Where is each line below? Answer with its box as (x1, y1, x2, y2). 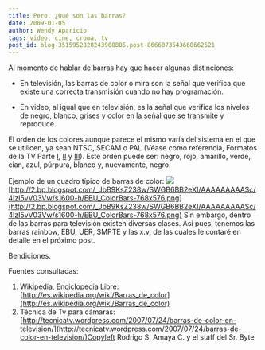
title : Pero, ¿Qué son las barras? (8, 11, 127, 20)
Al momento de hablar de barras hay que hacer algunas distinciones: (8, 63, 235, 72)
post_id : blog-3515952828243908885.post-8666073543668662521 (8, 41, 216, 49)
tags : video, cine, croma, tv (8, 33, 109, 42)
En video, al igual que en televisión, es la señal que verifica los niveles (19, 103, 250, 112)
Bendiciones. (8, 251, 52, 261)
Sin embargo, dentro (183, 210, 251, 220)
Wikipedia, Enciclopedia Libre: (19, 282, 119, 291)
